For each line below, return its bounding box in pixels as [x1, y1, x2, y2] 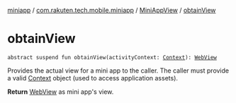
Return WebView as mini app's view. [7, 87, 114, 96]
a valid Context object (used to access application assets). [7, 73, 179, 82]
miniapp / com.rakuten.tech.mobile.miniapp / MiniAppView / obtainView [7, 6, 216, 14]
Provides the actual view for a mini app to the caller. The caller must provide [7, 66, 229, 75]
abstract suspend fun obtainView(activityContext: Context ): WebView [7, 54, 218, 61]
